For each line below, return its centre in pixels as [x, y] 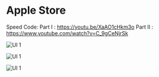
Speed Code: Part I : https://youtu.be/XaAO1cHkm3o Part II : [80, 27]
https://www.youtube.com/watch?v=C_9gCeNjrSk [67, 33]
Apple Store [36, 10]
